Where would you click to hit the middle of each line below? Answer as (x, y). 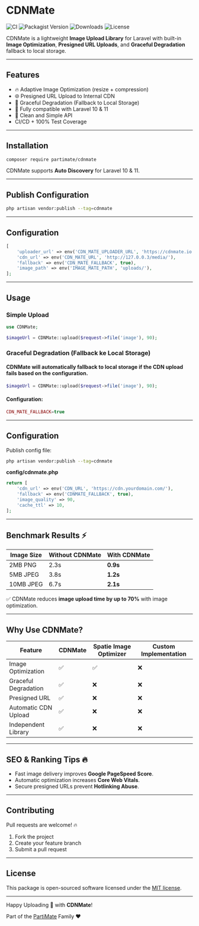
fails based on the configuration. (47, 373)
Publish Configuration (47, 195)
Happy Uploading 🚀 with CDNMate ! (49, 905)
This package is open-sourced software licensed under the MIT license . (94, 887)
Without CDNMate (75, 555)
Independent (27, 725)
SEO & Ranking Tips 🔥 (47, 759)
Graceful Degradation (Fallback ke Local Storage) (78, 353)
